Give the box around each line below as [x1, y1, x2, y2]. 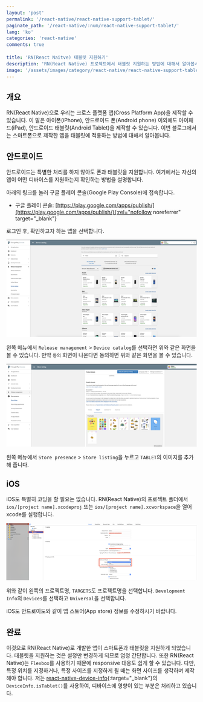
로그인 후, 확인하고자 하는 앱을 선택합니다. [6, 228, 105, 235]
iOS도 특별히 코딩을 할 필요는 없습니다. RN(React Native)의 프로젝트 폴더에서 [6, 496, 188, 503]
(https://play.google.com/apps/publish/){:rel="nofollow [14, 209, 152, 216]
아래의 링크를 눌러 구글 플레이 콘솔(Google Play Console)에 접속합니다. [6, 189, 175, 196]
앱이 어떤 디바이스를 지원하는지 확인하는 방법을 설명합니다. [6, 176, 144, 183]
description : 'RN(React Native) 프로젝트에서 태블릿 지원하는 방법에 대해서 [6, 61, 180, 67]
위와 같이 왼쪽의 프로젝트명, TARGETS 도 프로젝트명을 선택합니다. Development [6, 587, 185, 594]
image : [6, 67, 23, 73]
